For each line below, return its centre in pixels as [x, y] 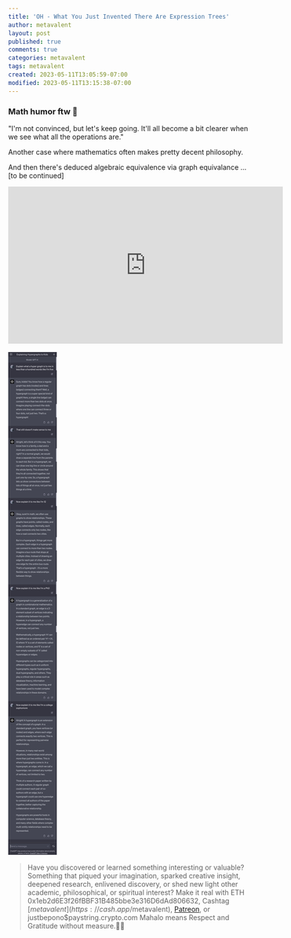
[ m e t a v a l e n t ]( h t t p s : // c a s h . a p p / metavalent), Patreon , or [118, 909]
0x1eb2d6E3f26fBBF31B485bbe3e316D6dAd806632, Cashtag [128, 900]
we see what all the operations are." [66, 137]
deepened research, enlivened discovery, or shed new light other [133, 884]
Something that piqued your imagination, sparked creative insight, [134, 875]
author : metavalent [40, 25]
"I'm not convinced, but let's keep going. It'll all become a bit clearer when [128, 128]
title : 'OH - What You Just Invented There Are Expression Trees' [119, 16]
